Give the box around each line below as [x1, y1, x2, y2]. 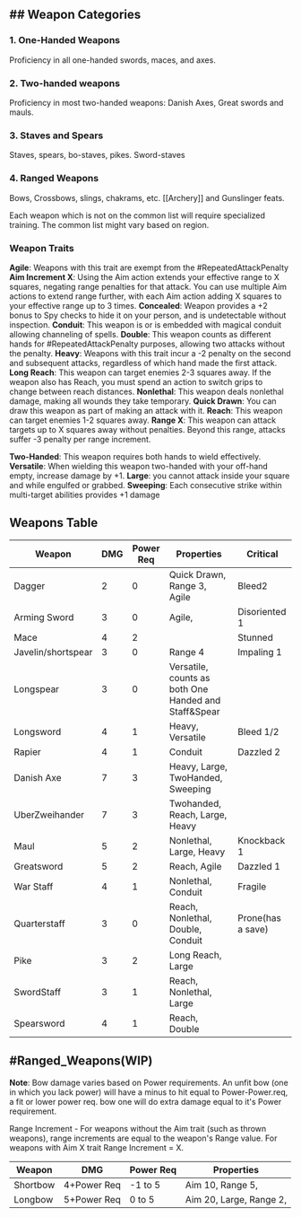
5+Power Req [64, 1193, 121, 1205]
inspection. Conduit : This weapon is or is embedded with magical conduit [9, 319, 282, 330]
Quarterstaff [13, 917, 65, 930]
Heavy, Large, [168, 760, 228, 773]
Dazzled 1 [236, 860, 280, 872]
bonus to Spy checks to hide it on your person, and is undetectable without [9, 310, 287, 320]
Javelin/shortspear [13, 645, 93, 658]
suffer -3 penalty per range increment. [9, 433, 151, 444]
